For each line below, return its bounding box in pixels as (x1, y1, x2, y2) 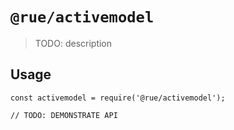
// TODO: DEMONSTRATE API (10, 110, 118, 120)
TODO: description (34, 37, 113, 49)
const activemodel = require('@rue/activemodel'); (10, 93, 226, 103)
